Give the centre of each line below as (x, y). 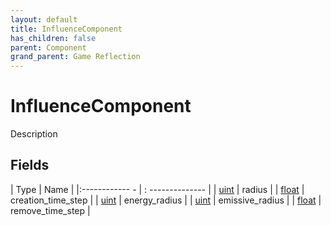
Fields (30, 165)
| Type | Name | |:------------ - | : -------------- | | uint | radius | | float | (157, 189)
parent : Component (48, 47)
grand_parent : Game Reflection (75, 57)
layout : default (44, 19)
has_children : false (53, 38)
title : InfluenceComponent (66, 29)
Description (34, 134)
